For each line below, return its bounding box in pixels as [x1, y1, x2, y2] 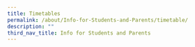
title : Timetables [7, 10, 61, 17]
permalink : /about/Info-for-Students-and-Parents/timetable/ [7, 17, 189, 23]
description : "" [7, 23, 54, 30]
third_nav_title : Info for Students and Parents [7, 29, 151, 37]
